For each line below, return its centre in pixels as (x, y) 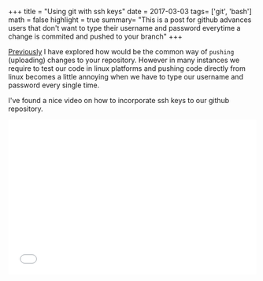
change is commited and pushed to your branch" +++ (95, 36)
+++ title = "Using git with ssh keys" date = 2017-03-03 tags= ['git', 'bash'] (130, 11)
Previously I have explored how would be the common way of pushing (121, 52)
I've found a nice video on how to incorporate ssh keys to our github (119, 100)
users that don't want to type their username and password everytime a (124, 28)
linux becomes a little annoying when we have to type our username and (126, 77)
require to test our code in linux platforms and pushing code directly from (127, 68)
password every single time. (54, 85)
